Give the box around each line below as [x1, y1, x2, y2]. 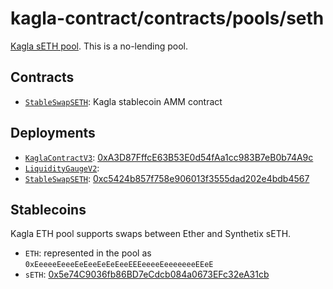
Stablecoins [10, 201, 87, 218]
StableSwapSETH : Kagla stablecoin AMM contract [24, 95, 223, 107]
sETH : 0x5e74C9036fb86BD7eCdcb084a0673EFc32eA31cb [24, 268, 270, 281]
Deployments [10, 125, 96, 142]
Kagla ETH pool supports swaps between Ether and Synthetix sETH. [10, 228, 292, 240]
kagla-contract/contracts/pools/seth [10, 7, 325, 30]
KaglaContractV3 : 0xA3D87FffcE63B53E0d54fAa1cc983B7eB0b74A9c [24, 151, 314, 163]
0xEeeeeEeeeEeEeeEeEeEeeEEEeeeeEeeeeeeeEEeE [24, 260, 214, 270]
